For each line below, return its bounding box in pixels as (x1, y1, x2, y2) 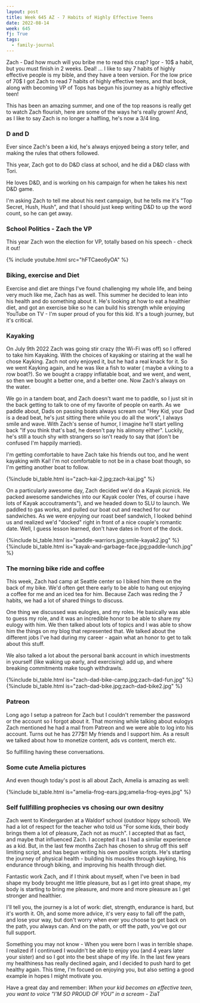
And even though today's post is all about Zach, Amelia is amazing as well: (6, 776, 190, 784)
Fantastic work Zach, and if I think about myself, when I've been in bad (6, 873, 180, 880)
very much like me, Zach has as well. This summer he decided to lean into (6, 291, 188, 298)
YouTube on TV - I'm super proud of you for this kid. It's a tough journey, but (6, 310, 194, 317)
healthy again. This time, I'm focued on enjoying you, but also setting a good (6, 966, 194, 973)
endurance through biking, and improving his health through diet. (6, 861, 167, 868)
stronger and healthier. (6, 892, 63, 899)
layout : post (6, 8, 39, 15)
